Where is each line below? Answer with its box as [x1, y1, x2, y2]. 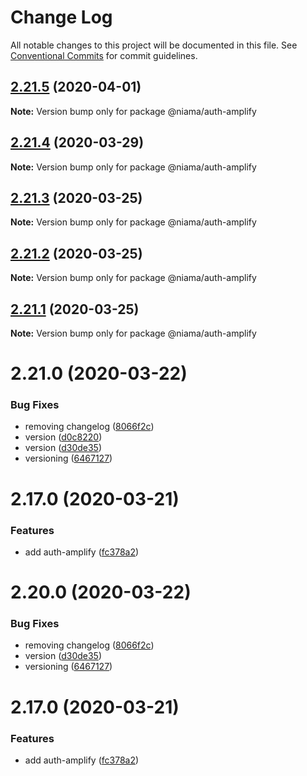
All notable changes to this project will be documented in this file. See [10, 39, 298, 51]
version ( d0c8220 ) [24, 431, 103, 443]
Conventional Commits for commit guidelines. [10, 49, 198, 61]
